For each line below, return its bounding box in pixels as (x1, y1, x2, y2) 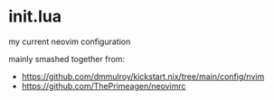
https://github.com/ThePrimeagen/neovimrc (21, 80, 186, 91)
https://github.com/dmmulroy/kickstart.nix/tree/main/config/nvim (21, 70, 265, 82)
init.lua (8, 6, 62, 27)
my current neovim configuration (8, 36, 131, 47)
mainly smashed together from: (8, 53, 126, 64)
